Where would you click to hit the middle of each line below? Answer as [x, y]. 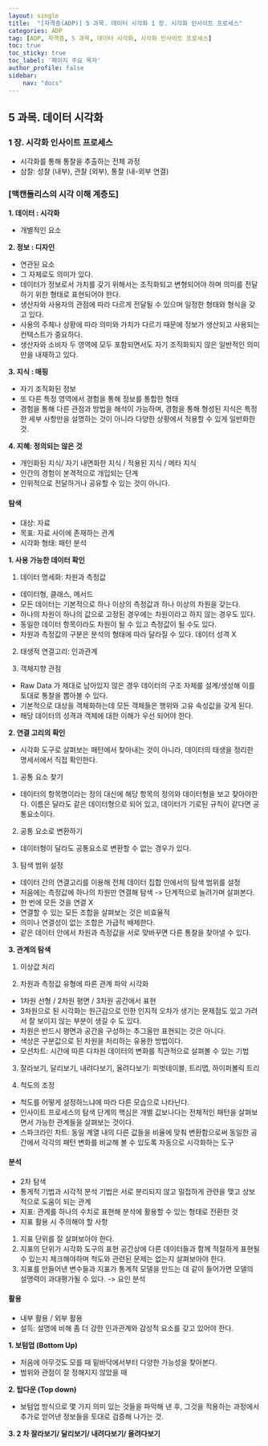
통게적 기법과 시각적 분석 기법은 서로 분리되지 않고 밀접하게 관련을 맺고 [130, 1191]
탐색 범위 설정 [41, 865]
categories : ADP [35, 31]
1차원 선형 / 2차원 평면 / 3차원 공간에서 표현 [88, 1000]
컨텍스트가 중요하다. [51, 335]
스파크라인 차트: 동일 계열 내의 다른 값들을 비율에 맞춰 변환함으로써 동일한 [134, 1132]
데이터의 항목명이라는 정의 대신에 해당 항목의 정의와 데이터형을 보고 [125, 794]
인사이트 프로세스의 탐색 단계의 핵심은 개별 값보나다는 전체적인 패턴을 [128, 1112]
